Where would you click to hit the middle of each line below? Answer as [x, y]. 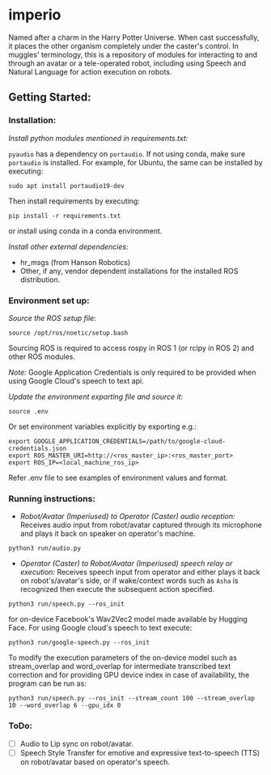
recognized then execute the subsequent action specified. [117, 589]
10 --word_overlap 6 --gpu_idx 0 [65, 706]
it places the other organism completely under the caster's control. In [123, 45]
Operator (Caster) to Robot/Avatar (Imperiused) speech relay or [126, 563]
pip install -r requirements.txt [65, 216]
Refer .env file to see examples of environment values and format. [118, 477]
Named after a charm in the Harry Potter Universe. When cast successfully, [134, 37]
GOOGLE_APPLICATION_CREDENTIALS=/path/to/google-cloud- [130, 441]
